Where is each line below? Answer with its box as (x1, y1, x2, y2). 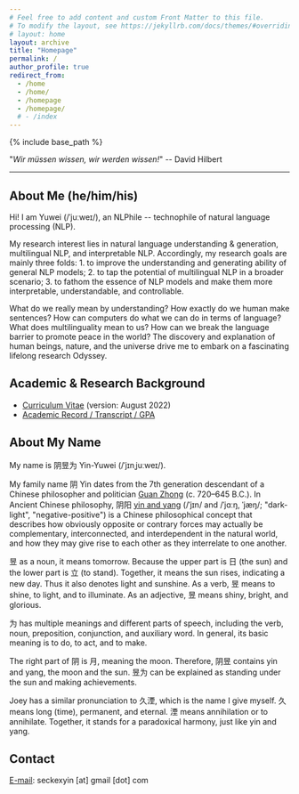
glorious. (9, 599, 42, 610)
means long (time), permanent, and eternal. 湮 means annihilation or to (9, 706, 269, 717)
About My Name (9, 435, 101, 450)
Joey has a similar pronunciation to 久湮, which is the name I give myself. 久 (9, 695, 287, 706)
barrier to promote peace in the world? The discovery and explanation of (9, 331, 276, 342)
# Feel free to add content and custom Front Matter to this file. (9, 12, 265, 22)
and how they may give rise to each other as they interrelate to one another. (9, 538, 287, 548)
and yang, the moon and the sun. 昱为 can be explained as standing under (9, 667, 281, 677)
